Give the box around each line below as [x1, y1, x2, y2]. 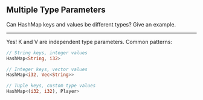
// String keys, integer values [6, 49, 88, 56]
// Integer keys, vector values [6, 66, 88, 72]
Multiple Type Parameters [6, 5, 106, 15]
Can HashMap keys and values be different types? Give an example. [6, 20, 176, 28]
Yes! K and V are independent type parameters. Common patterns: [6, 38, 172, 45]
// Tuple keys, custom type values [6, 83, 96, 89]
